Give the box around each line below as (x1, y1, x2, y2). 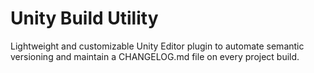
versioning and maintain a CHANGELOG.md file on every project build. (10, 50, 300, 62)
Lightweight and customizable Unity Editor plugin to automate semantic (10, 40, 305, 52)
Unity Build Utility (10, 7, 159, 30)
